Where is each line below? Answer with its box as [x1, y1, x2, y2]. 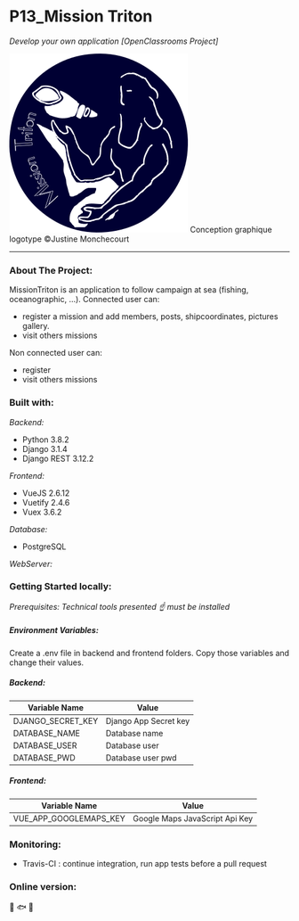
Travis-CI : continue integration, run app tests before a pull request [21, 859, 267, 869]
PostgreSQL [21, 541, 67, 552]
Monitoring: [9, 838, 61, 851]
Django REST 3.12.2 [21, 453, 94, 464]
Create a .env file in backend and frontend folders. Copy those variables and [9, 647, 290, 658]
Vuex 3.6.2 [21, 506, 62, 517]
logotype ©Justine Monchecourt [9, 234, 130, 244]
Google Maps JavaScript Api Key [133, 813, 254, 824]
